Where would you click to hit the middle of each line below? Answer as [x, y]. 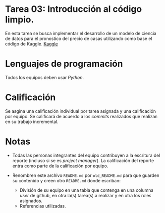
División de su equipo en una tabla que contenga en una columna [86, 190]
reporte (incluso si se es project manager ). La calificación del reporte [83, 160]
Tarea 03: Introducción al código [74, 9]
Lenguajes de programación [64, 64]
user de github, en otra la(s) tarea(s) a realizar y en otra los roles [85, 195]
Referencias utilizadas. [43, 206]
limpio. [20, 20]
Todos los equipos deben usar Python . [45, 77]
